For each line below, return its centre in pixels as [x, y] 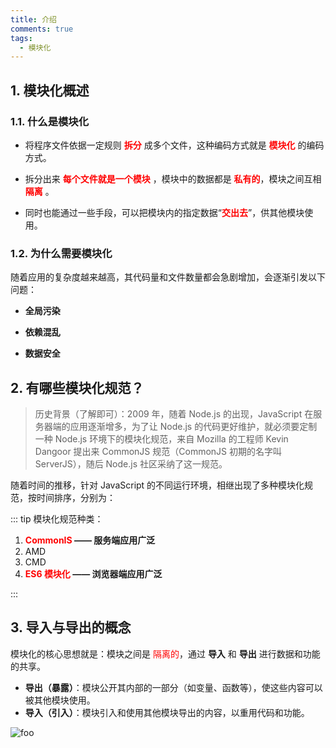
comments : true [42, 29]
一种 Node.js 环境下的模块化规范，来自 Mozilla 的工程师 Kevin [161, 439]
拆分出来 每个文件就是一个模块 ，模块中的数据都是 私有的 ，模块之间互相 [173, 178]
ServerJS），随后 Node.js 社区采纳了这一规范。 [131, 464]
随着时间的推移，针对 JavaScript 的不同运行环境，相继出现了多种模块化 [157, 485]
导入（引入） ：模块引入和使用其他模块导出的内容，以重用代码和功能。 [167, 712]
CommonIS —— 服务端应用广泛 [90, 540]
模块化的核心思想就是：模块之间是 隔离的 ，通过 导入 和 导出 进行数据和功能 [165, 653]
